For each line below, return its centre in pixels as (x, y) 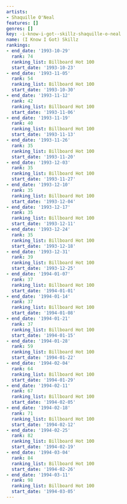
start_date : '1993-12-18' (44, 246)
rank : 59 (22, 346)
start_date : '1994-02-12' (44, 424)
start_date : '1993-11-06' (44, 112)
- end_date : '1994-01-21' (38, 319)
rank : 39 (22, 257)
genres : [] (20, 28)
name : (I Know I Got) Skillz (42, 40)
